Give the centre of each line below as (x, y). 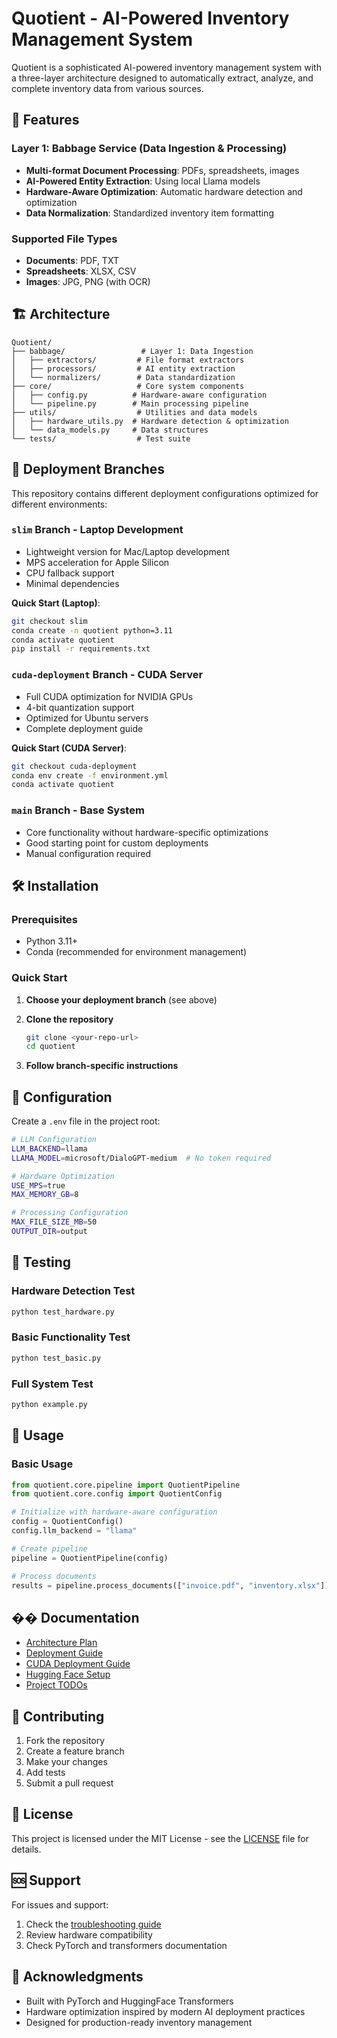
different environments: (59, 504)
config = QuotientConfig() (67, 1522)
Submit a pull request (69, 1783)
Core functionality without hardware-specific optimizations (147, 832)
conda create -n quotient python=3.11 (92, 630)
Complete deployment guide (84, 728)
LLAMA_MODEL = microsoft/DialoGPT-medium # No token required (141, 1158)
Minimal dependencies (72, 583)
